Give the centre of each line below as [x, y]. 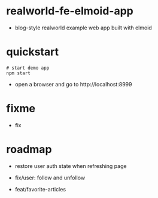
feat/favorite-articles [40, 189]
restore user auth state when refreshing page [71, 166]
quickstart [32, 52]
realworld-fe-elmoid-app [70, 11]
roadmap [29, 149]
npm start [19, 73]
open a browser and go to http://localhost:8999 [73, 84]
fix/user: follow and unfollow [50, 178]
